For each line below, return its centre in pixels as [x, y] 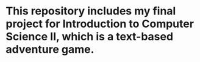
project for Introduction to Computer [100, 24]
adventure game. [50, 50]
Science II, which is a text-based [90, 37]
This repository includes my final [91, 11]
